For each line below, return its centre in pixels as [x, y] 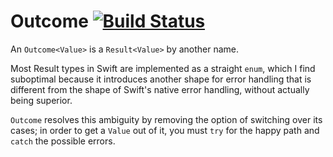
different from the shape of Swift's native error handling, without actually [160, 89]
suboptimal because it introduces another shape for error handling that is [161, 79]
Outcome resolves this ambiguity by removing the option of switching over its [166, 119]
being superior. [41, 100]
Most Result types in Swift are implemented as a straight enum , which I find [163, 68]
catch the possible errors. [63, 141]
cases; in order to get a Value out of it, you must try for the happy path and [165, 130]
